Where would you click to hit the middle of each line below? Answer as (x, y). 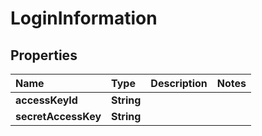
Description (179, 83)
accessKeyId (46, 100)
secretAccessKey (58, 116)
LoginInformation (84, 18)
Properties (44, 55)
